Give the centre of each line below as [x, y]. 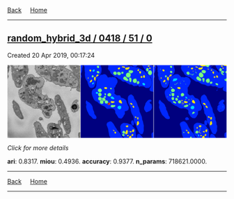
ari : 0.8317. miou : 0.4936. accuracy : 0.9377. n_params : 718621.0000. [107, 161]
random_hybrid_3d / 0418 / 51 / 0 [80, 39]
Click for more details [38, 148]
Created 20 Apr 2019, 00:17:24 [51, 55]
